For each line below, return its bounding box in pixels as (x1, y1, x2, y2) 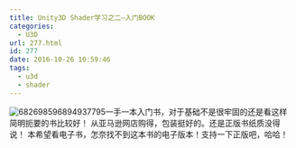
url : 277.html (9, 38, 63, 48)
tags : (9, 64, 30, 73)
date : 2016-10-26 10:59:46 (9, 55, 111, 64)
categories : (9, 22, 54, 31)
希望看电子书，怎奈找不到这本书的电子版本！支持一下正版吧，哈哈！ (34, 128, 289, 140)
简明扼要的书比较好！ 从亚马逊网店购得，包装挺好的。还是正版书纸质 (9, 117, 264, 128)
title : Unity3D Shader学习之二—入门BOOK (9, 13, 155, 23)
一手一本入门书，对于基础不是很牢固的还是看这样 (105, 106, 288, 117)
